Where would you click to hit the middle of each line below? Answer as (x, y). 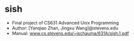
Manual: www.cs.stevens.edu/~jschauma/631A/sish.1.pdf (70, 33)
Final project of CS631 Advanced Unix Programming (65, 23)
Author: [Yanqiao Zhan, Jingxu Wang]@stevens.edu (65, 28)
